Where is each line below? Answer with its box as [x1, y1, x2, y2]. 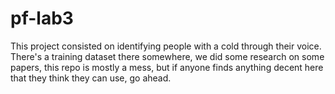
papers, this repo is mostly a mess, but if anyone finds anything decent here [10, 61, 324, 73]
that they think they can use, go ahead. [10, 72, 172, 84]
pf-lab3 [10, 7, 74, 30]
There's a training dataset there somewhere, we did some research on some [10, 50, 325, 62]
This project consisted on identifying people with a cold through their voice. [10, 40, 322, 52]
